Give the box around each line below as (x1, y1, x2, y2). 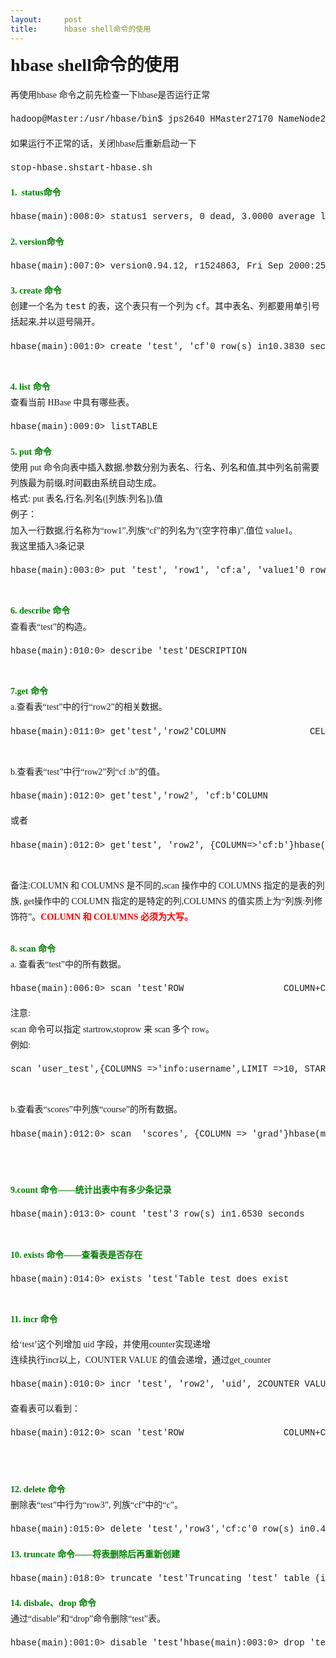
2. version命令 (10, 236, 65, 247)
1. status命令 (10, 187, 62, 198)
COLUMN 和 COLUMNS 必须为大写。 (40, 912, 194, 923)
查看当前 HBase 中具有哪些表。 (10, 397, 135, 408)
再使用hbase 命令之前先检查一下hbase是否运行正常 (10, 89, 211, 100)
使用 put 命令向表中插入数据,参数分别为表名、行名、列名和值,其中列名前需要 (10, 462, 320, 473)
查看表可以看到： (10, 1404, 81, 1415)
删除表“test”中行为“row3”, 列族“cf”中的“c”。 (10, 1500, 184, 1511)
